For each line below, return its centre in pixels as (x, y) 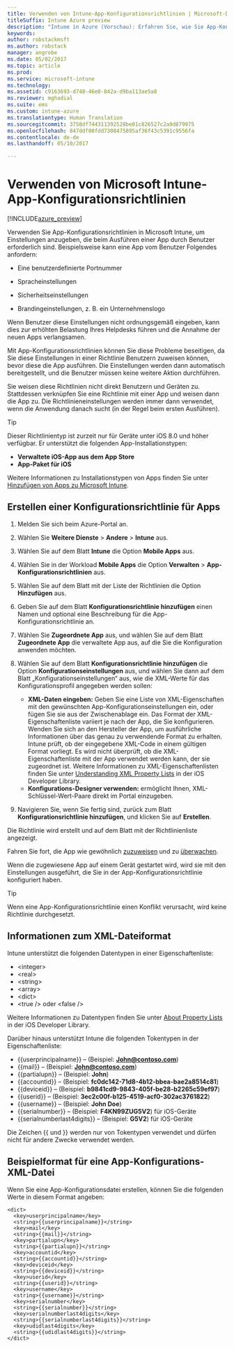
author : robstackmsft (39, 40)
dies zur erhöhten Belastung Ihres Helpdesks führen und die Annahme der (114, 330)
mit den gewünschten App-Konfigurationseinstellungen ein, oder (120, 706)
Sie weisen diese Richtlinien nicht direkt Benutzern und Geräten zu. (103, 387)
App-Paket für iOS (44, 464)
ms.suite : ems (28, 105)
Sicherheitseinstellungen (53, 295)
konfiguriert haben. (35, 880)
